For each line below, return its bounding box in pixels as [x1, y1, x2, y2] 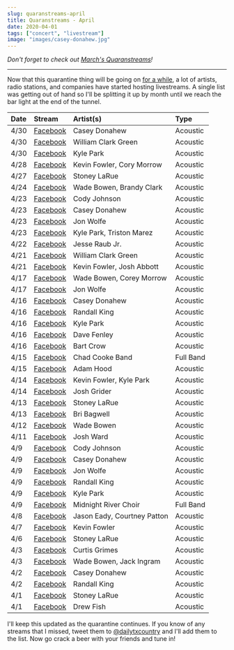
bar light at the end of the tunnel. [7, 98, 102, 106]
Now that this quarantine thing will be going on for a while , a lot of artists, [7, 75, 217, 84]
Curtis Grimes [72, 545, 118, 555]
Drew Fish [72, 602, 107, 612]
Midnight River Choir [72, 500, 141, 510]
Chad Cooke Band [72, 353, 133, 363]
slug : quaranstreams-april [7, 10, 86, 17]
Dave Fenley [72, 330, 114, 340]
